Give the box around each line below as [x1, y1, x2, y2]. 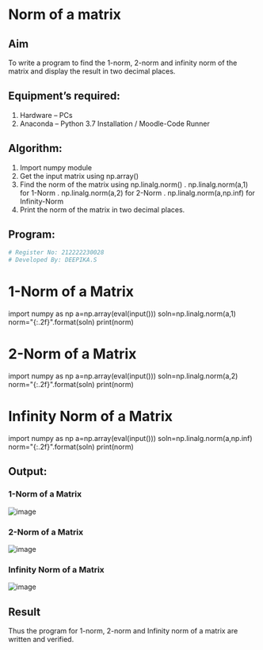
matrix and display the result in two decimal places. [8, 67, 176, 76]
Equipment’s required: [8, 89, 120, 103]
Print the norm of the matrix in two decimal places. [19, 204, 185, 215]
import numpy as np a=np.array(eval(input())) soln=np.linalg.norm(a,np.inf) [8, 434, 253, 443]
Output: [8, 465, 48, 478]
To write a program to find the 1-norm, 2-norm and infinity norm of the [8, 58, 238, 67]
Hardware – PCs [19, 110, 73, 120]
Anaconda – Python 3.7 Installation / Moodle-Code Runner [19, 119, 210, 128]
